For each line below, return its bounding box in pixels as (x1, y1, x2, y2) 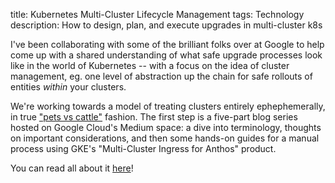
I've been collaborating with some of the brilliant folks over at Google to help (10, 39, 325, 50)
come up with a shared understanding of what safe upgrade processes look (10, 49, 323, 61)
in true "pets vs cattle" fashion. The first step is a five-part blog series (10, 111, 298, 123)
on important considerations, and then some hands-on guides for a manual (10, 132, 320, 144)
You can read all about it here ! (10, 162, 134, 174)
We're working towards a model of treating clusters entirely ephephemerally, (10, 100, 326, 112)
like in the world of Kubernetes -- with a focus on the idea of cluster (10, 60, 290, 71)
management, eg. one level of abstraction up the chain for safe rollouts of (10, 70, 313, 82)
